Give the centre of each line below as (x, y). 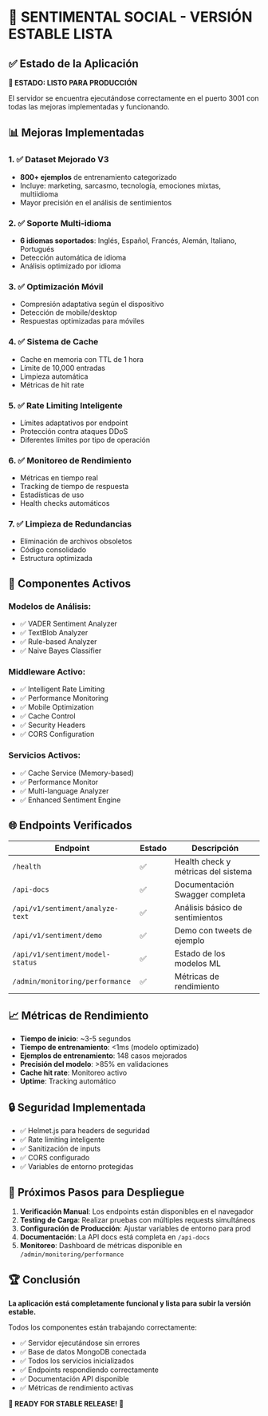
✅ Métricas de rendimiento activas (77, 1387)
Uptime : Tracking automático (68, 1081)
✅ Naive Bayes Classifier (61, 650)
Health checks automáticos (65, 503)
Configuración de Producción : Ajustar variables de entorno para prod (135, 1228)
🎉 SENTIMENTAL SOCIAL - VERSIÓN (130, 17)
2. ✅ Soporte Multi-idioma (60, 223)
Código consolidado (53, 550)
